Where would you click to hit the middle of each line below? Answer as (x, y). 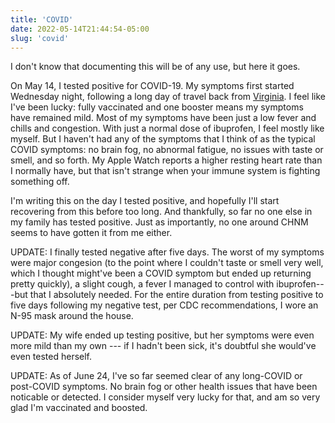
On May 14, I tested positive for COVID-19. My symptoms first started (152, 86)
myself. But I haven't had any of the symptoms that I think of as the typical (163, 139)
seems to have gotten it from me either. (91, 233)
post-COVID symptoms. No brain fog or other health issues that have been (164, 387)
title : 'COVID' (42, 19)
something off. (40, 182)
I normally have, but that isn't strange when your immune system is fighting (165, 171)
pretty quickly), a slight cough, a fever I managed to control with (142, 284)
